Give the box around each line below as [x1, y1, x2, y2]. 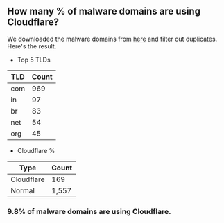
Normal [10, 186, 35, 195]
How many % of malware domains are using [7, 6, 201, 17]
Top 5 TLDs [17, 55, 51, 64]
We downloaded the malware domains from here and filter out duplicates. [7, 35, 218, 43]
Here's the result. [7, 42, 57, 51]
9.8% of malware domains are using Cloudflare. [7, 206, 171, 216]
